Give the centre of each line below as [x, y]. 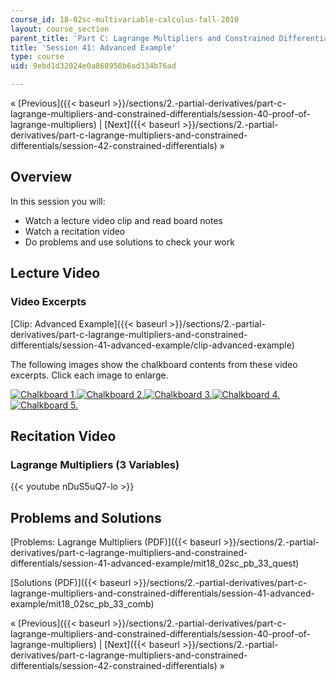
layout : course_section [60, 29]
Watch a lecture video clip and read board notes [123, 220]
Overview [41, 177]
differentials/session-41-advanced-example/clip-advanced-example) [152, 345]
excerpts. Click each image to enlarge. [89, 375]
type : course [37, 57]
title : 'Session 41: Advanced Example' [93, 47]
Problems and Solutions [86, 517]
